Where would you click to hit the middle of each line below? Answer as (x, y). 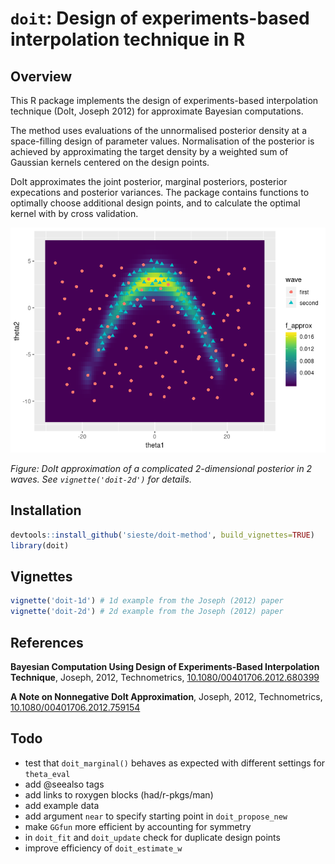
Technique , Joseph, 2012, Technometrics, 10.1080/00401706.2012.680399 (165, 677)
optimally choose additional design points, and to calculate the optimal (155, 203)
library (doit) (40, 545)
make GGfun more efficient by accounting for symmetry (138, 826)
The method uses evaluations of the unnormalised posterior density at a (158, 130)
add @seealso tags (64, 784)
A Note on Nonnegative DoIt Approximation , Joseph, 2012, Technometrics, (166, 696)
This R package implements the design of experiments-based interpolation (164, 100)
